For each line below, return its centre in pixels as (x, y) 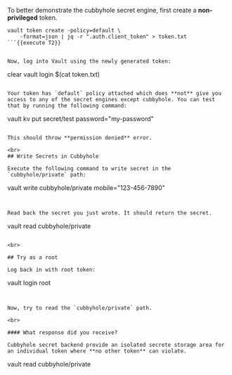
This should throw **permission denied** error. (80, 138)
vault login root (29, 283)
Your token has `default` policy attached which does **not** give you (114, 94)
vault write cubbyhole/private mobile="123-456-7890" (86, 188)
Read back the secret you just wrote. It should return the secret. (110, 213)
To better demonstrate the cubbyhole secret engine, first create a (102, 10)
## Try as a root (33, 258)
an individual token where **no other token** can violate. (97, 351)
